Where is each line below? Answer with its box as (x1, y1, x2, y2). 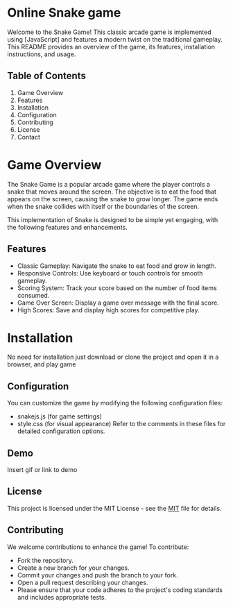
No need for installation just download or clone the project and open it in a (7, 353, 219, 362)
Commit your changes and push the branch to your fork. (17, 571, 178, 579)
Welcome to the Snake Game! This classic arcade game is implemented (7, 28, 212, 36)
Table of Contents (7, 70, 87, 82)
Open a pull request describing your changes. (17, 578, 148, 586)
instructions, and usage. (7, 50, 76, 58)
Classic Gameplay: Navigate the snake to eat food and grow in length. (17, 262, 217, 270)
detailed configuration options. (17, 427, 105, 435)
